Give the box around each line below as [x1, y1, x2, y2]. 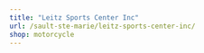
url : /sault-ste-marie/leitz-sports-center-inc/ [9, 22, 196, 31]
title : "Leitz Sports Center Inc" [9, 13, 140, 22]
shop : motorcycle [9, 30, 75, 39]
